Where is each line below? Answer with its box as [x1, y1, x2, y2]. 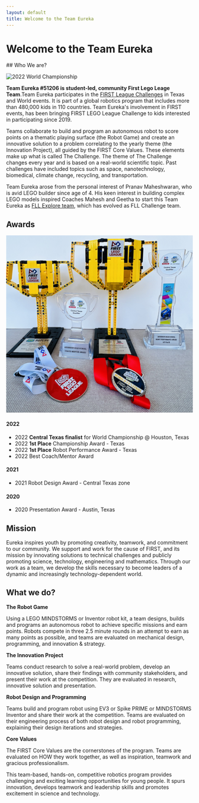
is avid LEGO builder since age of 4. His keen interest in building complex [6, 190, 185, 197]
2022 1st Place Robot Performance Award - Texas [14, 446, 137, 453]
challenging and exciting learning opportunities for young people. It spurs [6, 777, 185, 784]
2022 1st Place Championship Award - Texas [14, 439, 125, 447]
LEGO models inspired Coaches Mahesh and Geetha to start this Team [6, 196, 178, 203]
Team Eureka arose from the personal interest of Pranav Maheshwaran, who [6, 183, 192, 190]
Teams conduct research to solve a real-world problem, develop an [6, 663, 171, 670]
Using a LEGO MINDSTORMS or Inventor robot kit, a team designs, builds [6, 614, 185, 622]
